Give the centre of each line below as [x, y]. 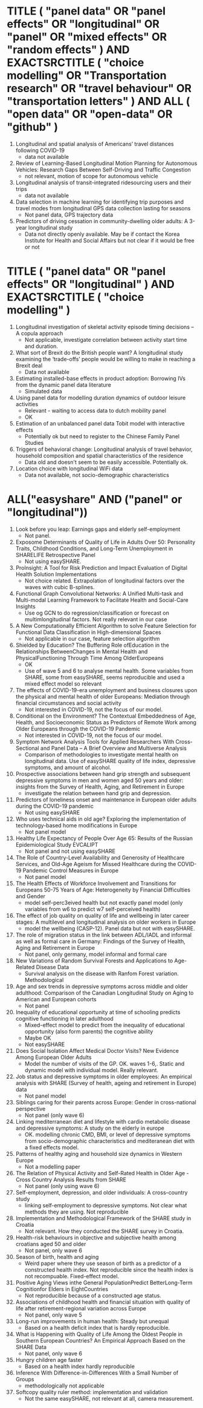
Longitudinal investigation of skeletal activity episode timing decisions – [105, 327]
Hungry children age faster [49, 1360]
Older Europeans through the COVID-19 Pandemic [78, 729]
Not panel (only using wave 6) [62, 1186]
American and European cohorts [56, 999]
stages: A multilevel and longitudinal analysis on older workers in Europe [106, 922]
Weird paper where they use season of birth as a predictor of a [103, 1263]
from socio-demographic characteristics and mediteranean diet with [110, 1141]
